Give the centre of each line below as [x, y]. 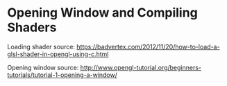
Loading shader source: [41, 46]
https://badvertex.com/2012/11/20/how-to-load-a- [148, 46]
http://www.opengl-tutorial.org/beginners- [141, 67]
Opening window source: [43, 67]
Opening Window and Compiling [102, 13]
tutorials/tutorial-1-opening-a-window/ [62, 75]
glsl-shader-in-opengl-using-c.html [58, 54]
